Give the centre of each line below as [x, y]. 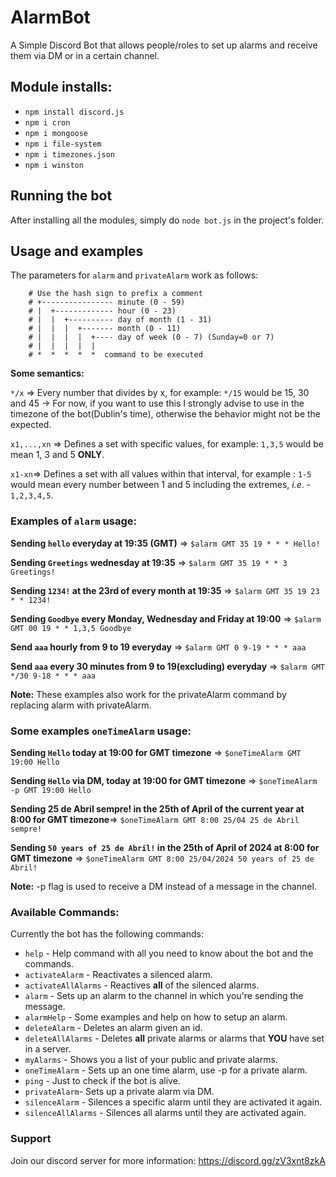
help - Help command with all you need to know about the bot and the [169, 953]
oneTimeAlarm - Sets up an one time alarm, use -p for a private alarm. [166, 1070]
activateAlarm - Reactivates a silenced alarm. [118, 975]
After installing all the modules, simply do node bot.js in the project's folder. [167, 220]
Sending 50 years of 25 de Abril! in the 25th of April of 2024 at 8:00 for [165, 847]
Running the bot [61, 196]
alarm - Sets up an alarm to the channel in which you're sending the [164, 996]
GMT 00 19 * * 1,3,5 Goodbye [71, 628]
